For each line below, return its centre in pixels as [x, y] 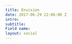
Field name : [18, 29]
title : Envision [22, 10]
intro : [12, 19]
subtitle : [16, 24]
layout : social [21, 33]
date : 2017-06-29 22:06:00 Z [36, 15]
